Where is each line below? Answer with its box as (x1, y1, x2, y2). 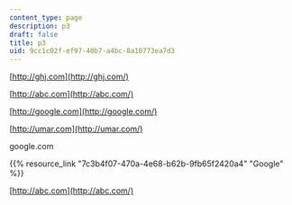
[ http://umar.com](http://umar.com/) (9, 123, 143, 135)
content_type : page (9, 13, 83, 22)
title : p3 (9, 38, 47, 48)
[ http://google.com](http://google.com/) (9, 106, 158, 117)
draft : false (9, 30, 59, 39)
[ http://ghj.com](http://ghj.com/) (9, 71, 129, 82)
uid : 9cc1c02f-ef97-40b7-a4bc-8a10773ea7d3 (9, 47, 176, 56)
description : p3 (9, 22, 70, 31)
